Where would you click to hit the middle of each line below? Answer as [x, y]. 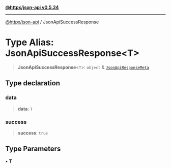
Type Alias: [30, 42]
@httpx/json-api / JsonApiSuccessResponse [52, 22]
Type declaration [33, 83]
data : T [25, 109]
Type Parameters [33, 149]
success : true [33, 133]
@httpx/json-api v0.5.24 [32, 7]
